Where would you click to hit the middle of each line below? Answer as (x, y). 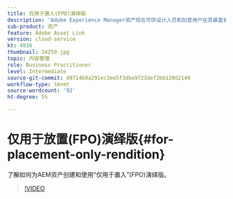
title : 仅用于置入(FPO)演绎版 (47, 13)
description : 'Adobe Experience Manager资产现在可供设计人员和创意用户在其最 (113, 20)
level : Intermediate (37, 71)
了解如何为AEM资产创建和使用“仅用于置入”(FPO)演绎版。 (89, 174)
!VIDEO (34, 188)
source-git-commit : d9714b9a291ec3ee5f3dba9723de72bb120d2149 (99, 78)
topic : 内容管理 (28, 59)
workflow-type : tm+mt (38, 84)
